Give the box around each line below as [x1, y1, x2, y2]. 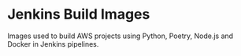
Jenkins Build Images [7, 5, 150, 23]
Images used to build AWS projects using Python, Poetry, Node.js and [7, 31, 234, 40]
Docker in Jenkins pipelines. [7, 39, 99, 48]
